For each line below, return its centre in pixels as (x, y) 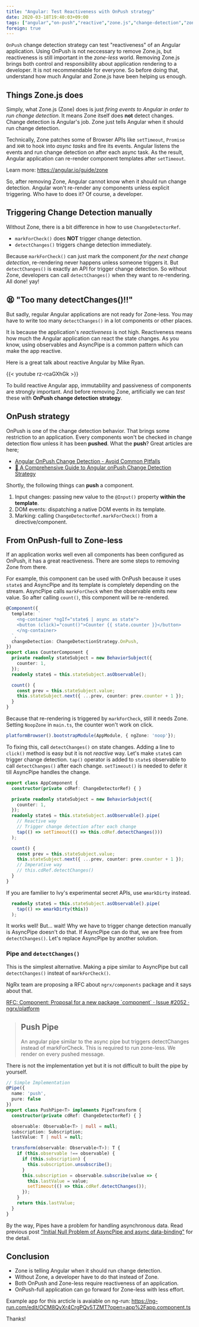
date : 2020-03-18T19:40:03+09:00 (47, 17)
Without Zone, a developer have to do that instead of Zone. (87, 1277)
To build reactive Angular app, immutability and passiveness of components (99, 385)
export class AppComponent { (42, 783)
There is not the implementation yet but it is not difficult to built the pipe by (97, 1065)
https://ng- (145, 1301)
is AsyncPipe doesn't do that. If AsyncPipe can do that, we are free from (94, 932)
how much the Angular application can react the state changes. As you (93, 338)
